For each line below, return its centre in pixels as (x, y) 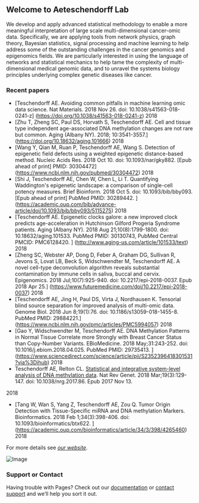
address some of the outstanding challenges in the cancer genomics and (96, 49)
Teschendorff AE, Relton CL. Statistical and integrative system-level (97, 369)
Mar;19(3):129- (169, 375)
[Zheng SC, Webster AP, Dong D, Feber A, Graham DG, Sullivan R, (95, 255)
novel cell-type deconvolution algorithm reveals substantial (87, 268)
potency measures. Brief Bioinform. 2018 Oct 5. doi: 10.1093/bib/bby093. (104, 192)
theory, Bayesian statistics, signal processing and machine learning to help (97, 43)
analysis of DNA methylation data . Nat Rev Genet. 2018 (82, 375)
